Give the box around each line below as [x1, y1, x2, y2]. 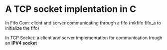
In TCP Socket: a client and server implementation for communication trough [5, 35, 163, 41]
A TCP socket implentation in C [5, 3, 136, 15]
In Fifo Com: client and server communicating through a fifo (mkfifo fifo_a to [5, 20, 161, 26]
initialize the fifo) [5, 25, 39, 31]
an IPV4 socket [5, 40, 37, 46]
